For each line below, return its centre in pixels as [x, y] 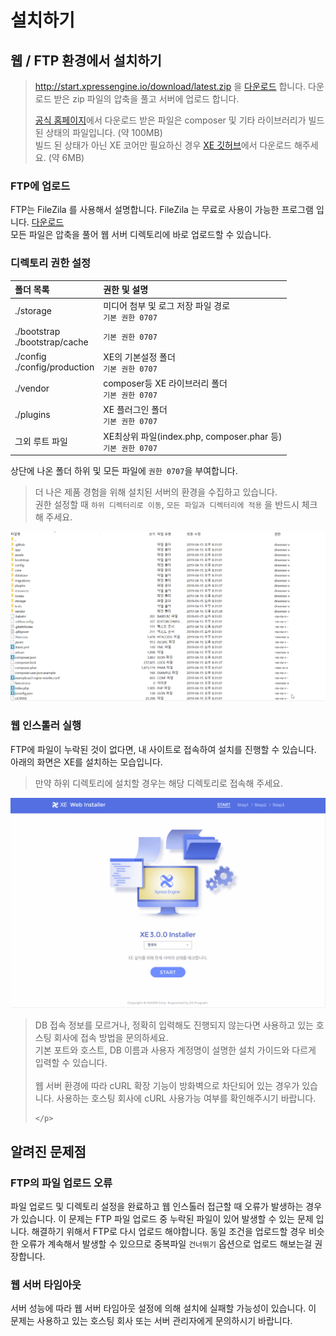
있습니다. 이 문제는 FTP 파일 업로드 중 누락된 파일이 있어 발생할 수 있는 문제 [167, 1218]
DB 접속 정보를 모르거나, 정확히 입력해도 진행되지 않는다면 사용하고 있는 [174, 1025]
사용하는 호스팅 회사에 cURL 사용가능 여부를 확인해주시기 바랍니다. [186, 1098]
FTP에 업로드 [40, 186]
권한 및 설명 [126, 290]
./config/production [54, 367]
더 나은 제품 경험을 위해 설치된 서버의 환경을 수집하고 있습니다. [156, 492]
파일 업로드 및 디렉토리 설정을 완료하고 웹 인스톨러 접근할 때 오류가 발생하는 [157, 1206]
